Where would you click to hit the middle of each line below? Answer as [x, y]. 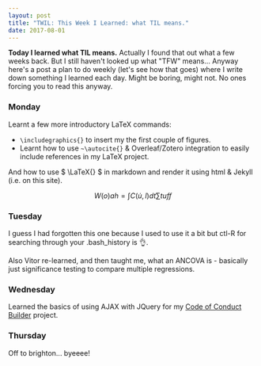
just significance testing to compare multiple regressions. [102, 269]
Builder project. [33, 315]
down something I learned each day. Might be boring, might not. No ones [127, 78]
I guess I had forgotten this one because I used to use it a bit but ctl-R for [127, 233]
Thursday [27, 336]
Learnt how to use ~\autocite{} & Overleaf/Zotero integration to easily [134, 148]
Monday [25, 107]
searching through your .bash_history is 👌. [78, 242]
